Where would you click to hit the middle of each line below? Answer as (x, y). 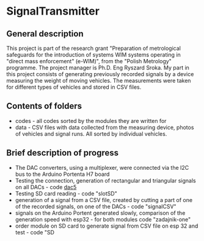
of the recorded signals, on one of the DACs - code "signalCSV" (96, 206)
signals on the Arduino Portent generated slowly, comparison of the (100, 213)
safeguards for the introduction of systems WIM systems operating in (94, 55)
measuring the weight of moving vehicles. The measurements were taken (99, 81)
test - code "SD (35, 232)
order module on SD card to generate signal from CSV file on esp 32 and (107, 226)
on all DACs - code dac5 (46, 187)
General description (45, 34)
